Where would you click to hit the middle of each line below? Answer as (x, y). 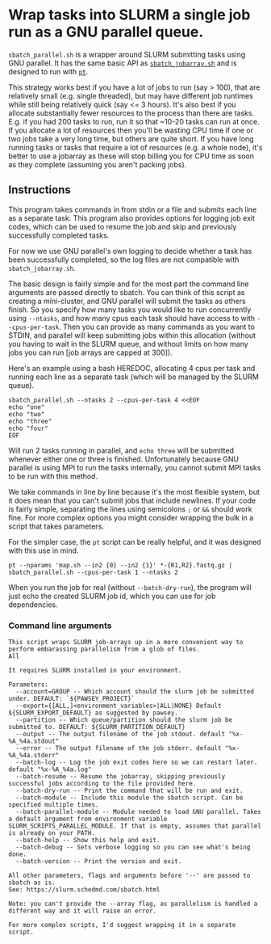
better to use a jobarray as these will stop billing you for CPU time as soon (131, 156)
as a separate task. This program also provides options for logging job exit (132, 218)
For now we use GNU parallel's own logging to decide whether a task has (130, 251)
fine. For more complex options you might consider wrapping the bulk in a (131, 517)
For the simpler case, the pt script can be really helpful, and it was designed (135, 542)
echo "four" (28, 428)
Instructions (40, 190)
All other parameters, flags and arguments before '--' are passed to (129, 876)
